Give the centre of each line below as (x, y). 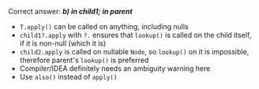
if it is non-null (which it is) (63, 43)
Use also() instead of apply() (68, 77)
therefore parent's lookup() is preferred (84, 60)
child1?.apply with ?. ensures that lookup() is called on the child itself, (135, 35)
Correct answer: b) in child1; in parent (70, 11)
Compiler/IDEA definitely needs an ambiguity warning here (115, 69)
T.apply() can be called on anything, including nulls (104, 26)
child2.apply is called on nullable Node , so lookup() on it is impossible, (134, 52)
